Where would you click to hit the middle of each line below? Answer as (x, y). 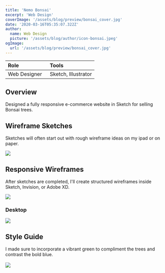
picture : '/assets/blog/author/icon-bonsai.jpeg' (64, 39)
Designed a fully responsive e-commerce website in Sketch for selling (79, 104)
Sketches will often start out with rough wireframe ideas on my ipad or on (83, 138)
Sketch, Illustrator (71, 74)
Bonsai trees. (19, 110)
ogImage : (15, 43)
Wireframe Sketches (39, 126)
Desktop (16, 210)
